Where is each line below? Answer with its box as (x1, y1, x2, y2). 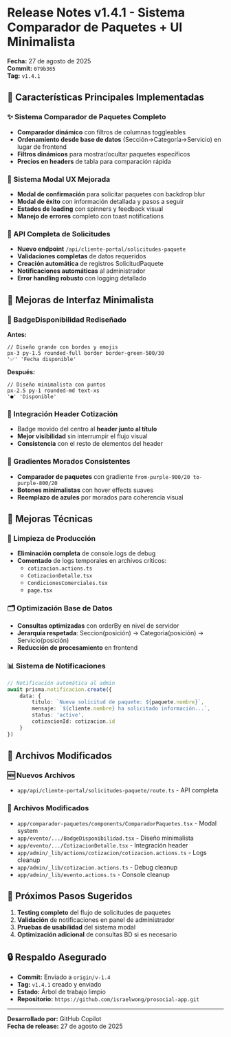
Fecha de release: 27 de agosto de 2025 (7, 1022, 123, 1031)
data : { (19, 692, 41, 699)
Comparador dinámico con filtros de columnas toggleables (16, 127, 186, 136)
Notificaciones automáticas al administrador (16, 267, 146, 275)
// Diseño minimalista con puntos (7, 381, 107, 388)
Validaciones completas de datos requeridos (16, 252, 146, 260)
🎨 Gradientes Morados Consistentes (7, 457, 131, 466)
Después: (7, 367, 36, 376)
